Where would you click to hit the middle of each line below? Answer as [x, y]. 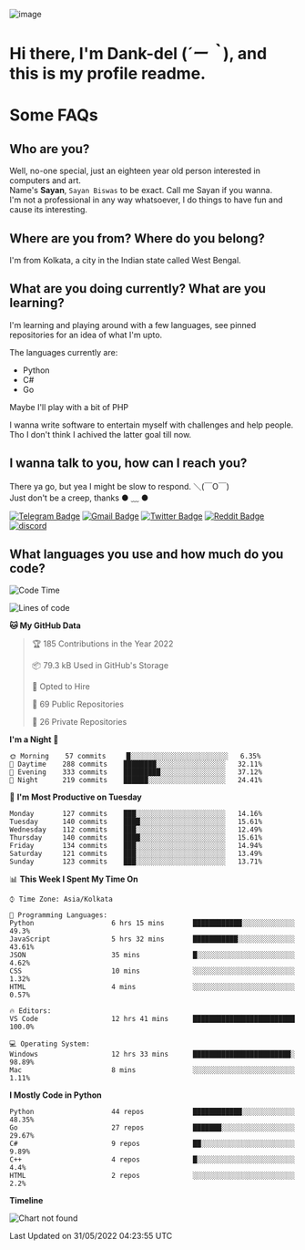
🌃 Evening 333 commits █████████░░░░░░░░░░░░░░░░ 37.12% [136, 772]
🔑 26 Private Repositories [79, 722]
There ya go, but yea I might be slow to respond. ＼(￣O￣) [120, 486]
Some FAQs [54, 115]
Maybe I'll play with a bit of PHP [69, 407]
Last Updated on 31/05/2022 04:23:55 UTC [91, 1236]
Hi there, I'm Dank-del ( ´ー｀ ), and [138, 54]
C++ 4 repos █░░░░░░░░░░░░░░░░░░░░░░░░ [152, 1160]
